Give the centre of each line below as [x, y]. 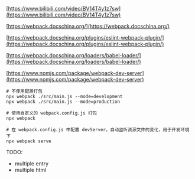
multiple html [30, 170]
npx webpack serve [29, 141]
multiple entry [32, 164]
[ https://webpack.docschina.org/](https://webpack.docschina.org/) [88, 26]
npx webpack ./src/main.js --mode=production [63, 102]
